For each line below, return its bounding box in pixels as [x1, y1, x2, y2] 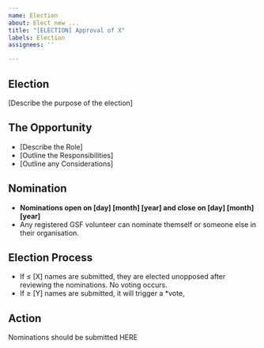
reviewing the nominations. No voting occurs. [19, 280, 168, 289]
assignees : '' [8, 41, 55, 49]
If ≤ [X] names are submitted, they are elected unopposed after [19, 272, 226, 282]
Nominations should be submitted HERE [8, 333, 138, 342]
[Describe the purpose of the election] [8, 98, 133, 108]
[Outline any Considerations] [19, 159, 114, 168]
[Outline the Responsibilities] [19, 150, 114, 160]
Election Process [8, 251, 93, 264]
